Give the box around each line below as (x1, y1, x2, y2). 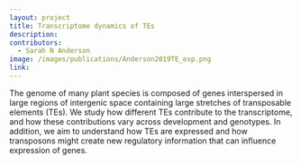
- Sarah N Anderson (17, 47, 91, 56)
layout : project (9, 13, 70, 22)
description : (9, 30, 59, 39)
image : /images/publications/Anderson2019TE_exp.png (9, 55, 212, 64)
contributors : (9, 38, 63, 47)
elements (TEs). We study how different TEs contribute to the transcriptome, (9, 107, 293, 117)
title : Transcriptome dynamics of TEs (9, 22, 155, 30)
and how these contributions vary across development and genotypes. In (9, 116, 281, 126)
